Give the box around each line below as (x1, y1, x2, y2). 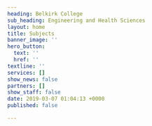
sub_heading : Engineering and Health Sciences (7, 17, 146, 24)
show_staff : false (7, 89, 61, 96)
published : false (7, 102, 58, 109)
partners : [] (7, 82, 46, 89)
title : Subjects (7, 30, 55, 37)
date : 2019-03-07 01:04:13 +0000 (7, 96, 105, 103)
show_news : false (7, 75, 58, 83)
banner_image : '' (7, 37, 58, 44)
